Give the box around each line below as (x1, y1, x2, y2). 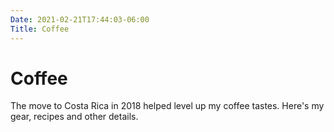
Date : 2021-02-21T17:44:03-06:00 (10, 14, 150, 25)
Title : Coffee (10, 24, 70, 34)
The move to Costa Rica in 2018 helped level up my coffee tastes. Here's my (10, 100, 325, 112)
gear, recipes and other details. (10, 111, 139, 123)
